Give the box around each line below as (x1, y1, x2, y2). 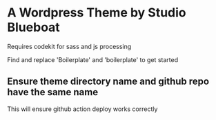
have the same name (7, 86, 99, 98)
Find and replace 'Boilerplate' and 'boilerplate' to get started (7, 55, 178, 63)
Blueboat (7, 19, 60, 35)
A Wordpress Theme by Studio (7, 5, 186, 21)
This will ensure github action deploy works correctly (7, 105, 158, 113)
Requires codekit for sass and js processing (7, 42, 132, 50)
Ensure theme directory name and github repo (7, 76, 209, 88)
